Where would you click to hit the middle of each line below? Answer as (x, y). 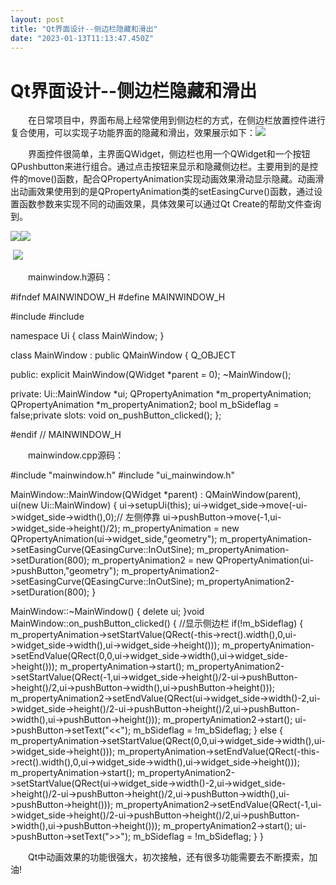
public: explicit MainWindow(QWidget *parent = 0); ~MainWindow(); (151, 375)
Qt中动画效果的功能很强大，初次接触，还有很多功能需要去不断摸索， (168, 857)
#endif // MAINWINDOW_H (66, 435)
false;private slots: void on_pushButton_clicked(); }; (116, 415)
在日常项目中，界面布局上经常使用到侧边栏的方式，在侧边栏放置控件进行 (176, 120)
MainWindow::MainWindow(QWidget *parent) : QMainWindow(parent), (156, 495)
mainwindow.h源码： (70, 277)
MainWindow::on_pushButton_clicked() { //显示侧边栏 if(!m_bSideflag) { (157, 623)
